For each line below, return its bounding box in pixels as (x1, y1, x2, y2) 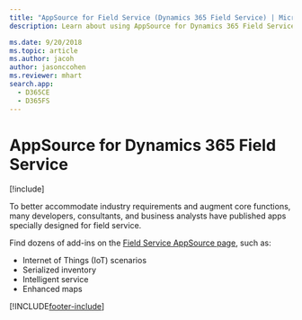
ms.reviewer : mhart (9, 71, 83, 81)
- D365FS (17, 96, 50, 105)
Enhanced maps (22, 284, 83, 295)
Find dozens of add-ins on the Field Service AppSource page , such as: (9, 237, 271, 248)
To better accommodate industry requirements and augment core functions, (9, 201, 291, 212)
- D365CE (17, 87, 50, 97)
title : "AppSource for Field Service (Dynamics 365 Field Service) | (9, 13, 276, 22)
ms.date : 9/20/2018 (9, 38, 83, 47)
